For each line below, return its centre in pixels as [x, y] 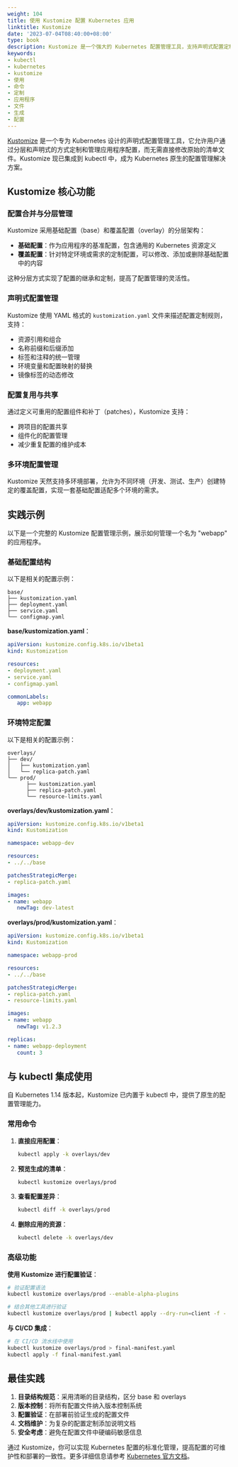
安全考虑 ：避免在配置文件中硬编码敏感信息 [80, 1432]
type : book [23, 40]
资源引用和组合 [39, 339]
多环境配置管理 [33, 464]
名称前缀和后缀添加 [46, 348]
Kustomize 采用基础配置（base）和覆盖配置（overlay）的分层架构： [107, 231]
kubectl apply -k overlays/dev [64, 1154]
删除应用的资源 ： [42, 1224]
